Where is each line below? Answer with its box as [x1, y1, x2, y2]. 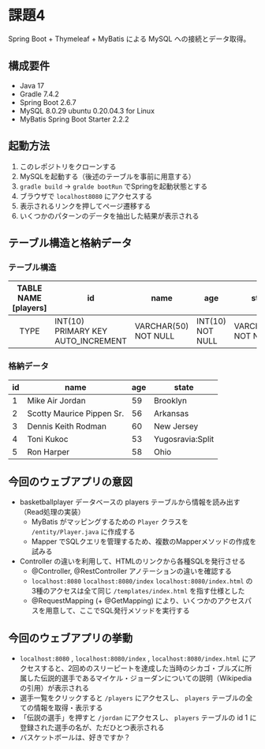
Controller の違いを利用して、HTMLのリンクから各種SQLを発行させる [19, 556, 246, 566]
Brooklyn [153, 395, 188, 406]
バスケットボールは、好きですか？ [19, 732, 131, 742]
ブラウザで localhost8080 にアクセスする [19, 191, 153, 200]
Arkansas [153, 407, 189, 418]
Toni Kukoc [27, 433, 69, 444]
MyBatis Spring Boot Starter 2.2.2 [19, 114, 129, 124]
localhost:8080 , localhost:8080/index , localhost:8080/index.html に [19, 654, 249, 663]
